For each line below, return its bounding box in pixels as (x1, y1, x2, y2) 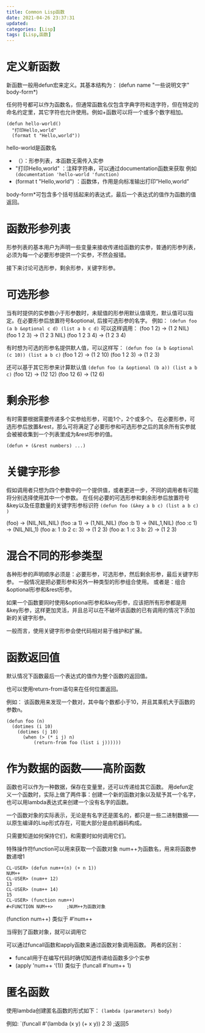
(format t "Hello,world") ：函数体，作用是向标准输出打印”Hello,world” (15, 178, 189, 185)
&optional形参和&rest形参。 (6, 586, 76, 593)
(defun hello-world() (6, 121, 62, 127)
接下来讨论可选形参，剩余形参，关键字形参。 (6, 264, 119, 271)
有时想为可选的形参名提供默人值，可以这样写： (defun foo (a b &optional (6, 344, 194, 351)
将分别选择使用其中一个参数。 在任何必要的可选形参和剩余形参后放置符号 (6, 494, 190, 501)
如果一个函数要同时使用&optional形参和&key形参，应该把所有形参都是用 (6, 599, 187, 606)
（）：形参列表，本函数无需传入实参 (15, 157, 104, 165)
